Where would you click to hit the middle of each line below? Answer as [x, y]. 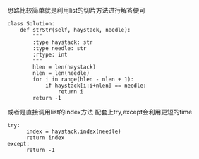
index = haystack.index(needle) [73, 131]
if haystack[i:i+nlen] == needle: [96, 86]
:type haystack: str [63, 42]
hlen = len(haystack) [65, 67]
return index [45, 138]
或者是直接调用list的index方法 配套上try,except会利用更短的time [100, 112]
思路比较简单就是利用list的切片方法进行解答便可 [77, 10]
